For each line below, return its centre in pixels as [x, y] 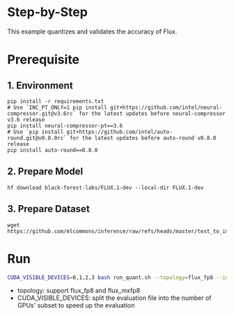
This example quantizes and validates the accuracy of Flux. [92, 31]
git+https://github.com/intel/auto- [119, 132]
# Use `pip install [36, 132]
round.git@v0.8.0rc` [37, 138]
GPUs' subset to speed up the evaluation [76, 306]
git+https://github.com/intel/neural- [166, 107]
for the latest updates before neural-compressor [153, 113]
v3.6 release [26, 119]
